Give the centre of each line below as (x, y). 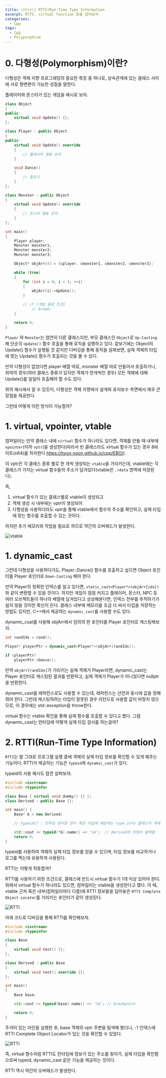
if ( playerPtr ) (21, 656)
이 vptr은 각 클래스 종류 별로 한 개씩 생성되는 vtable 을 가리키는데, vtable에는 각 (82, 464)
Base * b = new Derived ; (39, 814)
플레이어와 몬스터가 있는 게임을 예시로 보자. (47, 94)
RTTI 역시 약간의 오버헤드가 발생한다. (41, 1070)
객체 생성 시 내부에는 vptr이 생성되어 (47, 503)
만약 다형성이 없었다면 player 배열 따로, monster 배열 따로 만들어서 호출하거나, (81, 366)
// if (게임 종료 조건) (44, 305)
